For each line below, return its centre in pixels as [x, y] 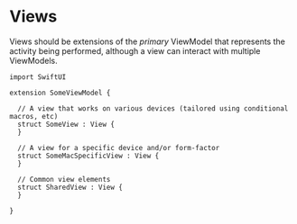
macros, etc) [34, 116]
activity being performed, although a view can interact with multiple [135, 50]
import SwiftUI [38, 77]
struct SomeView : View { [66, 124]
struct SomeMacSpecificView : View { [88, 156]
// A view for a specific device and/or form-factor [119, 148]
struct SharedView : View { [70, 187]
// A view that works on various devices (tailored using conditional [153, 108]
